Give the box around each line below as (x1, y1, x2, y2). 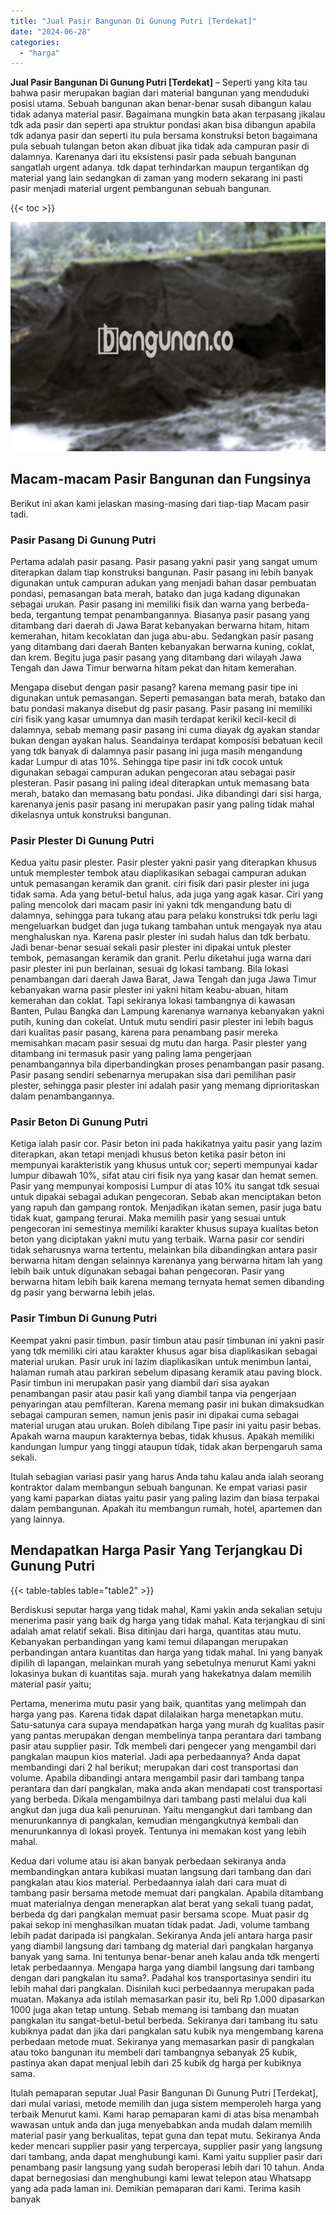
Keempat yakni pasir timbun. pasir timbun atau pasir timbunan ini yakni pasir (10, 1334, 325, 1346)
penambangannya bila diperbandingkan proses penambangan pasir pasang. (10, 1058, 325, 1070)
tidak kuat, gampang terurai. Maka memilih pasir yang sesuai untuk (10, 1212, 287, 1224)
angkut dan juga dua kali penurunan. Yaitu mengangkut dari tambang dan (10, 1803, 313, 1815)
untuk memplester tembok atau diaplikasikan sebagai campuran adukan (10, 867, 307, 879)
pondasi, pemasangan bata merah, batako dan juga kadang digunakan (10, 587, 301, 599)
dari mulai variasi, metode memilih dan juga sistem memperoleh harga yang (10, 2097, 322, 2109)
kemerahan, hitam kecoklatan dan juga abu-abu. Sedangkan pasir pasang (10, 630, 314, 642)
